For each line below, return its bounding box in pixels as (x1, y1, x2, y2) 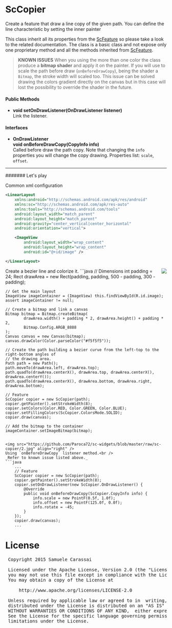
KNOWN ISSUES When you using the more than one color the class (17, 56, 161, 63)
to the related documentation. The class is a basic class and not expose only (5, 41, 167, 47)
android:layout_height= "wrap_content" (24, 245, 106, 250)
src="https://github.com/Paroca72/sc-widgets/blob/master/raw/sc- (16, 442, 161, 447)
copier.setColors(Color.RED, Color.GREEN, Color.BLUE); (5, 406, 127, 411)
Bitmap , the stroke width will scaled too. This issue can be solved (17, 73, 155, 79)
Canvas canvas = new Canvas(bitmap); (5, 334, 86, 339)
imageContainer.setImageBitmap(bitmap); (5, 428, 93, 433)
